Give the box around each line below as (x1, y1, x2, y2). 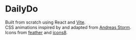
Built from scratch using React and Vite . (5, 19, 86, 25)
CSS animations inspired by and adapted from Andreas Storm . (5, 24, 132, 30)
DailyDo (5, 3, 38, 14)
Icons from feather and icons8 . (5, 29, 68, 35)
